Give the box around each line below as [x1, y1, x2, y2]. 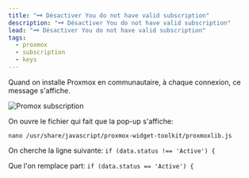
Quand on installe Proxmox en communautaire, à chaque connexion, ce [8, 77, 241, 87]
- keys [15, 56, 37, 64]
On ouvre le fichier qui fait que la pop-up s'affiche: [8, 116, 174, 126]
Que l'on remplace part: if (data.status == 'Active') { [8, 161, 194, 170]
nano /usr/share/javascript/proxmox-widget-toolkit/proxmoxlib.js [8, 131, 232, 139]
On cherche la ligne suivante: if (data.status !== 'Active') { [8, 146, 216, 155]
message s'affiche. [8, 85, 71, 95]
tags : [8, 33, 26, 42]
